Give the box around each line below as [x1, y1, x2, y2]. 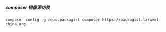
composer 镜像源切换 [5, 4, 50, 10]
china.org [5, 21, 26, 27]
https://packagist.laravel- [102, 17, 161, 22]
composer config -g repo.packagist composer [5, 17, 100, 22]
